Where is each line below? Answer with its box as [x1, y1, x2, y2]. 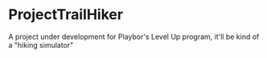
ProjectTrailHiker [8, 6, 123, 24]
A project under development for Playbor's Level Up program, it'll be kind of [8, 32, 260, 41]
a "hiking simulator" [8, 40, 74, 49]
